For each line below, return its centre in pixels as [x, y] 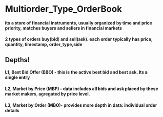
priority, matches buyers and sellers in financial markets [63, 28]
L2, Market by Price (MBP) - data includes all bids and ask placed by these [82, 89]
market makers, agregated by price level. [48, 94]
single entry [18, 77]
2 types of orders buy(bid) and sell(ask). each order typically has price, [79, 39]
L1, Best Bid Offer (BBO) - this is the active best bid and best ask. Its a [76, 72]
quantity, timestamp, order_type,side [44, 45]
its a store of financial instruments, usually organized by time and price [79, 23]
